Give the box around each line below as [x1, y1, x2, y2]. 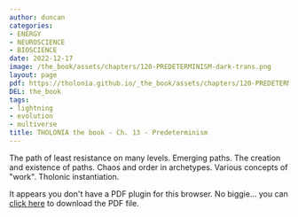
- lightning [9, 104, 53, 112]
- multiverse [9, 120, 58, 129]
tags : [9, 95, 29, 105]
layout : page [9, 71, 58, 80]
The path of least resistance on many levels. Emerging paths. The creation [9, 152, 281, 163]
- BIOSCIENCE [9, 46, 58, 55]
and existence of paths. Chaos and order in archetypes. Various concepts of [9, 161, 288, 173]
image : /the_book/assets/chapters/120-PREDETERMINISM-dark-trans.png [9, 63, 272, 72]
